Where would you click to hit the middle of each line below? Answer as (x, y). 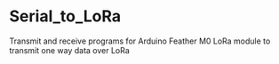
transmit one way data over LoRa (70, 50)
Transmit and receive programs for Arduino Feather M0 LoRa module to (140, 41)
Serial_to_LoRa (65, 16)
